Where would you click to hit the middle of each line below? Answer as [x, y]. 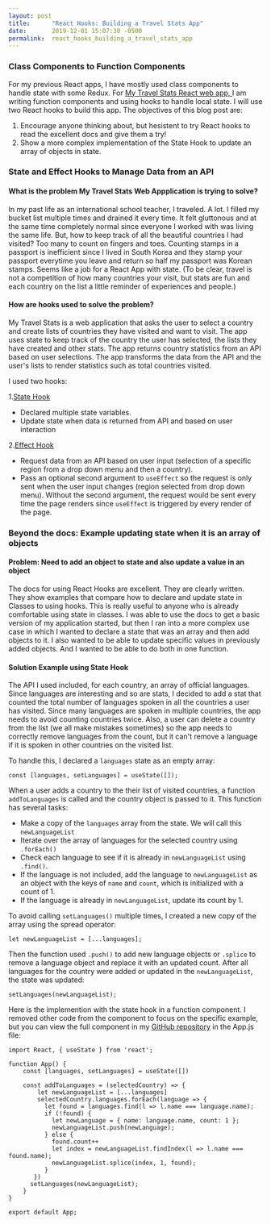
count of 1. [38, 892]
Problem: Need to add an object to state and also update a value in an [126, 562]
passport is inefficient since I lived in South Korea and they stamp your [126, 252]
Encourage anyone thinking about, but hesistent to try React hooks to [135, 125]
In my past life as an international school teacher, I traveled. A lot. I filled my [134, 209]
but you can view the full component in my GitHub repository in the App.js [131, 1027]
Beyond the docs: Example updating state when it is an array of [134, 533]
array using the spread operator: [62, 925]
